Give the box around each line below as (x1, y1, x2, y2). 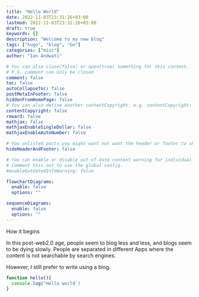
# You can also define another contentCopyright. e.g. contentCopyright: (6, 102, 192, 108)
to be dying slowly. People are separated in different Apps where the (6, 245, 174, 252)
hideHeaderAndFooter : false (6, 146, 76, 152)
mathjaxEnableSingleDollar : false (6, 124, 92, 131)
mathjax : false (6, 119, 44, 125)
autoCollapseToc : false (6, 86, 65, 92)
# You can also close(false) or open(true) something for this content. (6, 64, 190, 69)
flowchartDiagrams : (6, 179, 54, 185)
